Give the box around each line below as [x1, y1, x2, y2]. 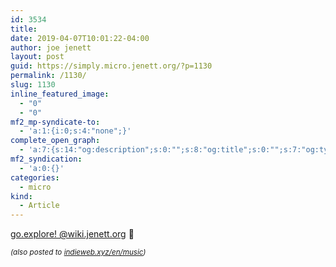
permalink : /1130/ [10, 71, 87, 81]
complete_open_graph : [10, 136, 101, 146]
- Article [19, 201, 60, 211]
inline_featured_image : [10, 89, 110, 99]
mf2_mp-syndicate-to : [10, 117, 101, 127]
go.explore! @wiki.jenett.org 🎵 [10, 228, 135, 240]
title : [10, 24, 38, 34]
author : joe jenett [10, 42, 92, 53]
